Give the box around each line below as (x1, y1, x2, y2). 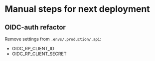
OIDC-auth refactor (4, 23, 66, 31)
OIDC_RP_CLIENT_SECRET (11, 51, 67, 57)
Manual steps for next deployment (4, 3, 150, 15)
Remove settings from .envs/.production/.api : (4, 36, 102, 42)
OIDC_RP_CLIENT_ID (11, 46, 54, 51)
